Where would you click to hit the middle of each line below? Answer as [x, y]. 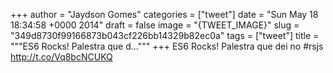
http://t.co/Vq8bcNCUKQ [61, 57]
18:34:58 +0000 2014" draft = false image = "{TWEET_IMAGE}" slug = [155, 25]
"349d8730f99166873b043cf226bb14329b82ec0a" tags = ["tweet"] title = [165, 35]
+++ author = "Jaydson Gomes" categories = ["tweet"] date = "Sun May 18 [164, 14]
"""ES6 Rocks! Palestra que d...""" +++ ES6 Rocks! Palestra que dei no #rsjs [167, 46]
